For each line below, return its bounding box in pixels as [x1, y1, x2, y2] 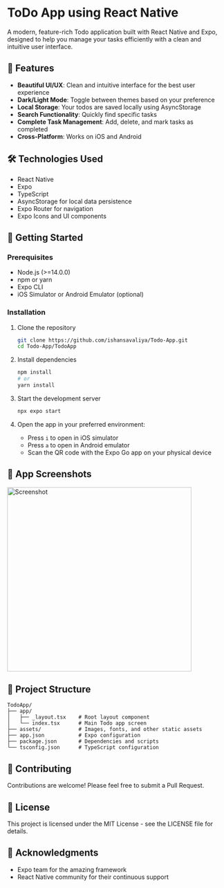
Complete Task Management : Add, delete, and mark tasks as [17, 118, 194, 126]
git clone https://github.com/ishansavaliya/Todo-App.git [17, 337, 188, 344]
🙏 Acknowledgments [7, 847, 99, 859]
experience [17, 88, 50, 96]
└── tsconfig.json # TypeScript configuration [7, 744, 159, 751]
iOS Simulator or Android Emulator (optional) [17, 290, 144, 299]
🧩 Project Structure [7, 683, 91, 695]
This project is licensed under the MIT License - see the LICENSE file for [7, 820, 213, 828]
